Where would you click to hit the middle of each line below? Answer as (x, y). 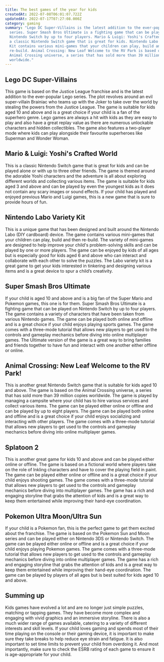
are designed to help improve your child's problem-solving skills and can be (81, 245)
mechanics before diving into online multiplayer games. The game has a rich (82, 559)
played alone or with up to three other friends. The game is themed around (80, 171)
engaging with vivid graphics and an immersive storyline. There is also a (78, 618)
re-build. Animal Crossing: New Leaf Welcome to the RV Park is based (83, 51)
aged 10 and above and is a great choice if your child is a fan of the (72, 112)
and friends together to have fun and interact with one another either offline (81, 345)
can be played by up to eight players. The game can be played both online (80, 411)
